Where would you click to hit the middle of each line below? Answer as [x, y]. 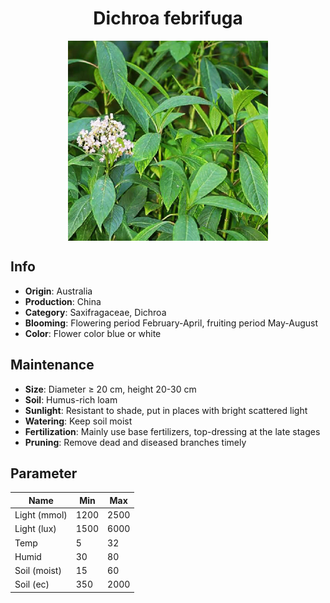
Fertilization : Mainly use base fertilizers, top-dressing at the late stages [172, 431]
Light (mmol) [41, 515]
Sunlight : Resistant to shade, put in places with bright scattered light [166, 410]
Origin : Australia [58, 291]
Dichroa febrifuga [168, 18]
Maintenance [52, 365]
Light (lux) [35, 529]
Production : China [63, 301]
